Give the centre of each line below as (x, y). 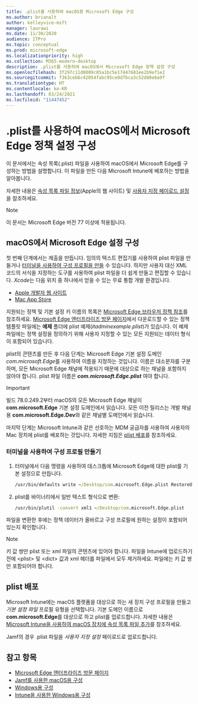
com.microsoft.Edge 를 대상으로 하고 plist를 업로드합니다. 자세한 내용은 (90, 617)
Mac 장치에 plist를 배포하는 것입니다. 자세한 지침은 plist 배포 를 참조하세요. (92, 435)
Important (18, 388)
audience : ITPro (26, 39)
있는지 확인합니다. (27, 527)
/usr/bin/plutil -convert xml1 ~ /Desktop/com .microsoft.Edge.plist (99, 508)
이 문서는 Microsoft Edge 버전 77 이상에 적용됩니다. (66, 222)
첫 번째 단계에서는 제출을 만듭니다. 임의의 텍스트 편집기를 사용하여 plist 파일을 (95, 258)
